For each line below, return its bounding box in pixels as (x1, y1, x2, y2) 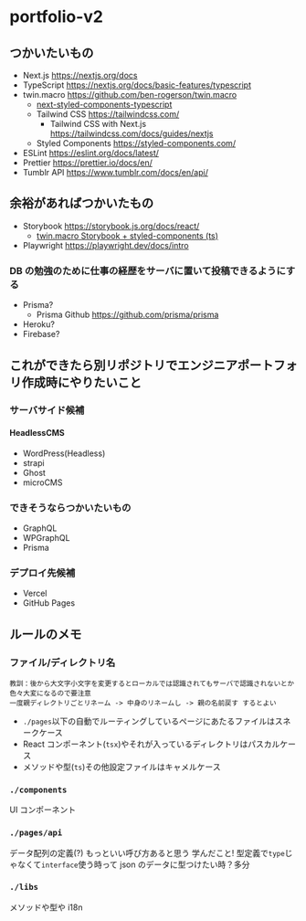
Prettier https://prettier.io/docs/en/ (22, 157, 153, 168)
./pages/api (9, 828, 63, 838)
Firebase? (22, 329, 60, 340)
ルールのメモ (9, 626, 82, 641)
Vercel (22, 588, 47, 599)
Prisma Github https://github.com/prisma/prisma (36, 309, 219, 321)
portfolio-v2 (9, 6, 103, 27)
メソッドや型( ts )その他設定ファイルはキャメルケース (22, 761, 221, 772)
